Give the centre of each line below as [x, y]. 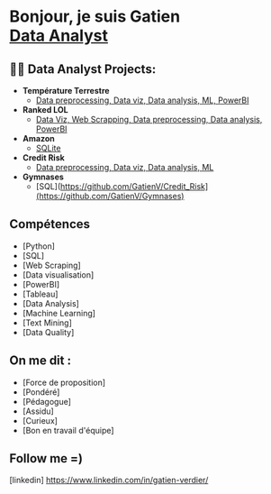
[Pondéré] [41, 392]
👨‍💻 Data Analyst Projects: [83, 69]
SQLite [48, 148]
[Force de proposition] [64, 382]
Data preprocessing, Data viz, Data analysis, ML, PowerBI [142, 100]
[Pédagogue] [47, 401]
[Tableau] [40, 294]
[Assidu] [38, 411]
